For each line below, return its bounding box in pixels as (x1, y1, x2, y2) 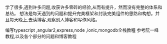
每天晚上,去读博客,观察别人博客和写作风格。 (9, 17, 100, 22)
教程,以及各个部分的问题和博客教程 (5, 34, 77, 39)
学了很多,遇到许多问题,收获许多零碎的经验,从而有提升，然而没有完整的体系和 (5, 4, 162, 10)
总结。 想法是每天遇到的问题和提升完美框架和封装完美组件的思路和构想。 (5, 10, 155, 16)
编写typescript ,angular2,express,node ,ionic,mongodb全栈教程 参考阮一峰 (5, 27, 159, 33)
